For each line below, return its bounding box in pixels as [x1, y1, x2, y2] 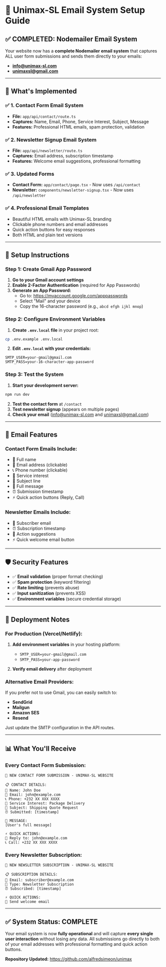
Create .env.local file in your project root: [12, 327, 99, 333]
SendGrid [12, 699, 33, 705]
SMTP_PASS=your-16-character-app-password [5, 359, 94, 364]
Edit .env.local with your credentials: [12, 345, 91, 351]
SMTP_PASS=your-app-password [19, 657, 80, 662]
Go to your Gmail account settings [12, 277, 84, 283]
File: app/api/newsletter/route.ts [12, 147, 83, 153]
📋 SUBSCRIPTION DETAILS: [5, 872, 58, 877]
